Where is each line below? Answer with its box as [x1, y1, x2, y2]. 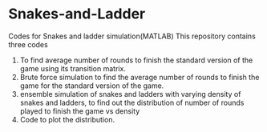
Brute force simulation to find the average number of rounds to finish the [19, 72, 260, 82]
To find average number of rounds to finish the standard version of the [19, 55, 253, 65]
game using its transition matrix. [19, 63, 127, 73]
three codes [8, 39, 48, 49]
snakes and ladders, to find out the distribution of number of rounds [19, 98, 245, 107]
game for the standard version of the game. [19, 81, 164, 90]
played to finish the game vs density [19, 106, 140, 116]
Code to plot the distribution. [19, 114, 115, 124]
